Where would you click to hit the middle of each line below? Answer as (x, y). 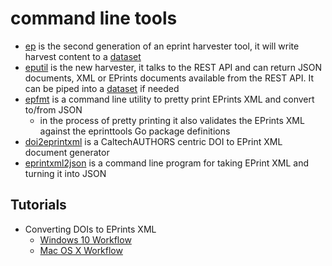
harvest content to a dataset (83, 56)
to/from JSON (53, 109)
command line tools (94, 18)
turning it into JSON (65, 173)
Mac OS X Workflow (81, 250)
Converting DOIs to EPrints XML (90, 229)
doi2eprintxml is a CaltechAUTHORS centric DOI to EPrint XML (153, 141)
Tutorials (38, 205)
